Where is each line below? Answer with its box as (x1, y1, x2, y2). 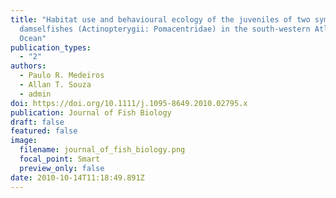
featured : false (10, 126, 78, 136)
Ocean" (19, 33, 47, 43)
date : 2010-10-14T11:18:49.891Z (10, 172, 145, 183)
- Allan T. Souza (19, 80, 92, 90)
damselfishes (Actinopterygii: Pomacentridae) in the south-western (19, 24, 311, 34)
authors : (10, 61, 47, 71)
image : (10, 136, 38, 146)
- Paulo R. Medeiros (19, 71, 105, 81)
